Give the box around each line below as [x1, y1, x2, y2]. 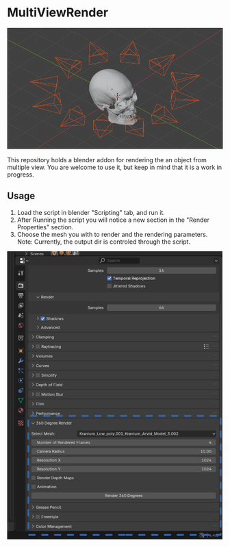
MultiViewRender [7, 5, 108, 21]
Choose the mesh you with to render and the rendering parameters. [16, 230, 208, 238]
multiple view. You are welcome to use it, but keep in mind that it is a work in [7, 163, 222, 171]
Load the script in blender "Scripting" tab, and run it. [16, 208, 166, 216]
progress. [7, 170, 34, 179]
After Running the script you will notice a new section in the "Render [16, 216, 210, 224]
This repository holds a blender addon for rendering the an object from [7, 155, 207, 164]
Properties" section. [16, 222, 74, 231]
